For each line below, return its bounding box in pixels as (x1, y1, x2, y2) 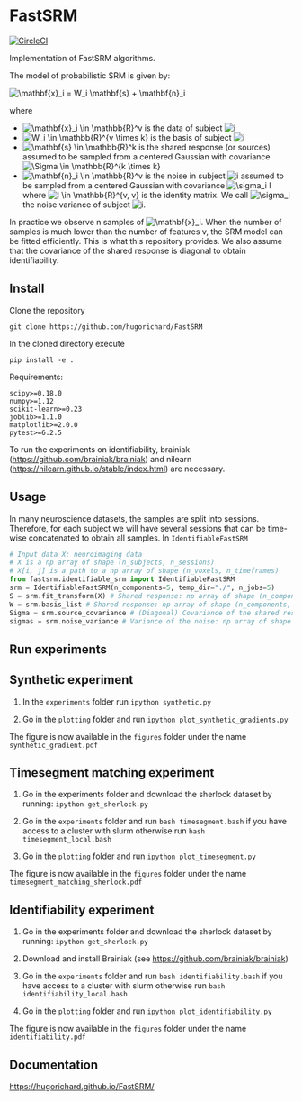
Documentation (9, 1057, 99, 1072)
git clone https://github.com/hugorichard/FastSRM (9, 322, 203, 332)
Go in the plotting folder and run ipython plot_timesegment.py (22, 851, 256, 861)
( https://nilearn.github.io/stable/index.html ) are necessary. (9, 463, 226, 474)
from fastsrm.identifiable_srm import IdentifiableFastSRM (9, 575, 235, 584)
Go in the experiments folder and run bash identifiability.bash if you (22, 970, 283, 982)
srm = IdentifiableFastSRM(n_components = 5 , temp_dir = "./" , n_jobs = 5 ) (9, 583, 276, 593)
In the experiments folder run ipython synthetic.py (22, 696, 211, 707)
